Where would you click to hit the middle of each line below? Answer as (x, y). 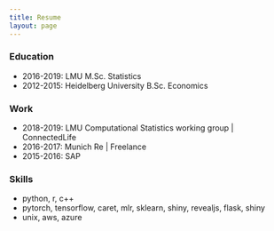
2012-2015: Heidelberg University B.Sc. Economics (115, 85)
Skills (21, 179)
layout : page (33, 26)
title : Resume (35, 17)
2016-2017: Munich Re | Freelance (84, 147)
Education (32, 57)
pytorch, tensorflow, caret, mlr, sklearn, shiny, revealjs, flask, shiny (144, 208)
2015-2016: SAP (51, 156)
